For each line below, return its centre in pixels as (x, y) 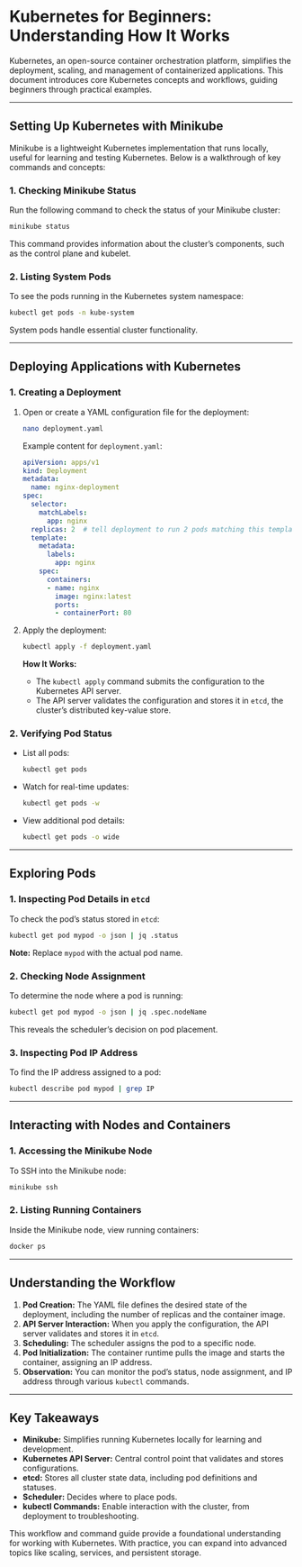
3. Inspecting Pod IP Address (74, 1052)
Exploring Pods (53, 874)
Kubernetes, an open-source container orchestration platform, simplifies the (151, 60)
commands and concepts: (58, 167)
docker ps (28, 1246)
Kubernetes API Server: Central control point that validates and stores (153, 1459)
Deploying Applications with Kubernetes (125, 367)
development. (48, 1449)
